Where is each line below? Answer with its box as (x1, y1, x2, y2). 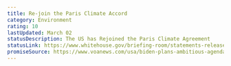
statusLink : (7, 42, 41, 49)
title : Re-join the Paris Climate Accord (7, 10, 128, 17)
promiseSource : (7, 49, 51, 56)
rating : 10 (7, 23, 38, 30)
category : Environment (7, 16, 72, 23)
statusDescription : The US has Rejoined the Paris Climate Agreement (7, 36, 211, 43)
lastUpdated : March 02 (7, 29, 72, 36)
